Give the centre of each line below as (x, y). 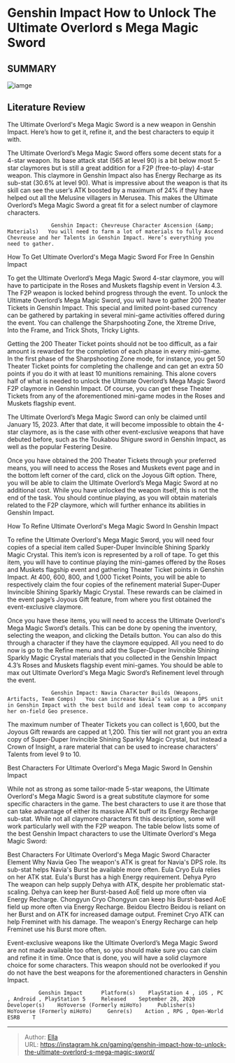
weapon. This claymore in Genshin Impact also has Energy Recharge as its (115, 175)
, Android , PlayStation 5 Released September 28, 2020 (101, 999)
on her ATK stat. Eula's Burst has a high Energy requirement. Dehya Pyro (112, 877)
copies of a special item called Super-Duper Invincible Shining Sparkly (108, 547)
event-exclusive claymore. (45, 607)
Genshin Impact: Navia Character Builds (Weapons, (126, 693)
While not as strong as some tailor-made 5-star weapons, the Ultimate (108, 789)
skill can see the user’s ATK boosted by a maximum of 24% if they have (111, 190)
